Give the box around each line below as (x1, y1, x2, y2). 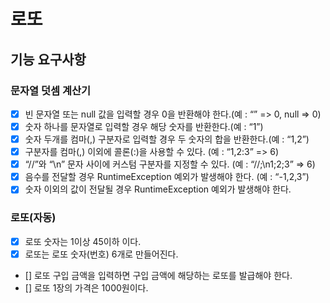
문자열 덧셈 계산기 (10, 83, 92, 97)
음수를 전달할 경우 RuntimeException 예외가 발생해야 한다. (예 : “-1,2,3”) (24, 171, 310, 183)
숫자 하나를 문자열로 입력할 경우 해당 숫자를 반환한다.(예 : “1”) (24, 120, 264, 132)
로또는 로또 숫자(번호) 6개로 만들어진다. (24, 248, 179, 260)
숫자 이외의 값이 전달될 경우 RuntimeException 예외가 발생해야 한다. (24, 183, 292, 195)
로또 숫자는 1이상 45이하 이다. (24, 235, 142, 247)
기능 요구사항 (10, 51, 87, 68)
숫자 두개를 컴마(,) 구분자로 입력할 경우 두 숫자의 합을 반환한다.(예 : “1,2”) (24, 133, 310, 145)
